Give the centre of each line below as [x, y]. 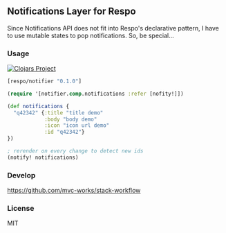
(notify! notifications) [43, 157]
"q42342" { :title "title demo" [58, 113]
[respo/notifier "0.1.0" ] [44, 81]
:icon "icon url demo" [77, 126]
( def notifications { [38, 106]
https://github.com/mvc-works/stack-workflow [74, 191]
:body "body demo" [70, 119]
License [21, 209]
